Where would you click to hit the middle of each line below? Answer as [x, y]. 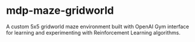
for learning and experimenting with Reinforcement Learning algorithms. [93, 32]
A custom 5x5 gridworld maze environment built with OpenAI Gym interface [97, 26]
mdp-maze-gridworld [60, 11]
